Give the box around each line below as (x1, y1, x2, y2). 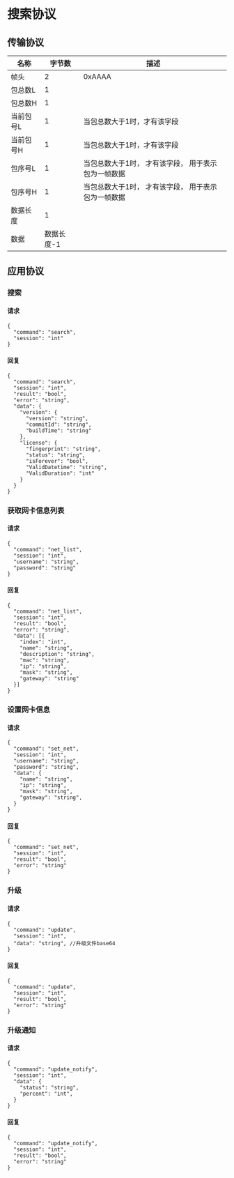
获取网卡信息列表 (7, 505, 65, 515)
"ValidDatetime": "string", (25, 464, 108, 471)
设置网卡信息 (7, 705, 51, 714)
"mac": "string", (19, 657, 70, 664)
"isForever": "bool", (25, 457, 89, 464)
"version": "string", (25, 415, 89, 422)
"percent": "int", (19, 1090, 73, 1097)
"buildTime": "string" (25, 427, 92, 434)
